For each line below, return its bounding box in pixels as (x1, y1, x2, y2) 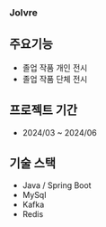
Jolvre (9, 6, 39, 19)
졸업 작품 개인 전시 (22, 61, 88, 73)
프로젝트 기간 (9, 102, 78, 118)
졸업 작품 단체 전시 (22, 73, 88, 84)
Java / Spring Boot (22, 180, 92, 191)
